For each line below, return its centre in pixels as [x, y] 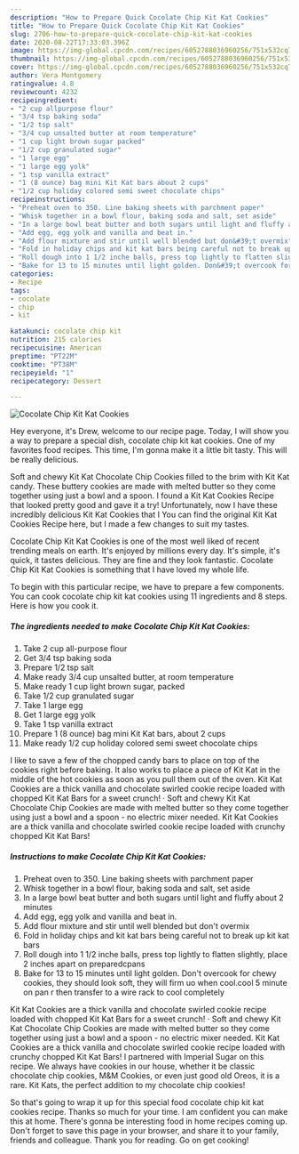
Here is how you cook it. [54, 606]
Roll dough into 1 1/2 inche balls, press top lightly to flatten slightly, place [155, 955]
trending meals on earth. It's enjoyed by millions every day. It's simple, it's [145, 551]
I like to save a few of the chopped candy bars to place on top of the [135, 761]
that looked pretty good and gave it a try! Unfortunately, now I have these [144, 505]
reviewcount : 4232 [44, 92]
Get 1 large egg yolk [59, 715]
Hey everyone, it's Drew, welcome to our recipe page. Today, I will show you [149, 432]
